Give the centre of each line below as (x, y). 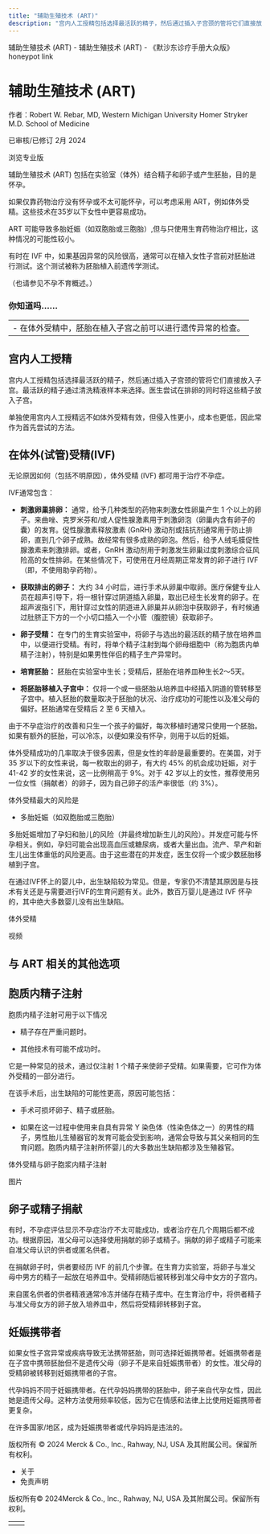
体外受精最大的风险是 (43, 800)
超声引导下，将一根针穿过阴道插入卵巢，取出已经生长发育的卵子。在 (147, 597)
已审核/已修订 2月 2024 (47, 141)
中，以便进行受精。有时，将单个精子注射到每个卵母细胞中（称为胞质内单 (139, 645)
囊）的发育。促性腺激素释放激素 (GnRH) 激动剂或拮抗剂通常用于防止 (133, 530)
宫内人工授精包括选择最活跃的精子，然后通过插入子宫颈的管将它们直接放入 (131, 379)
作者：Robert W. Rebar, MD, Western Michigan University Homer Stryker (128, 115)
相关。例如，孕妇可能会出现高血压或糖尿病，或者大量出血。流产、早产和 (135, 844)
